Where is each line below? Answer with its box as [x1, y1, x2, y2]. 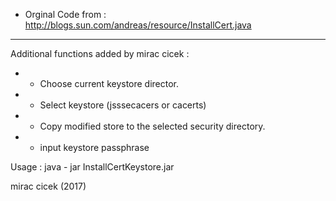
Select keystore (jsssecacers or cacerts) [39, 99, 207, 111]
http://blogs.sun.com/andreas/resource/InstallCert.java [24, 19, 252, 31]
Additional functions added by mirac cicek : [10, 48, 190, 59]
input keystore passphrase [39, 142, 150, 153]
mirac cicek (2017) [10, 180, 87, 192]
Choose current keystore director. [39, 78, 180, 89]
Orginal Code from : [24, 9, 107, 20]
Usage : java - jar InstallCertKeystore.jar [10, 161, 175, 173]
